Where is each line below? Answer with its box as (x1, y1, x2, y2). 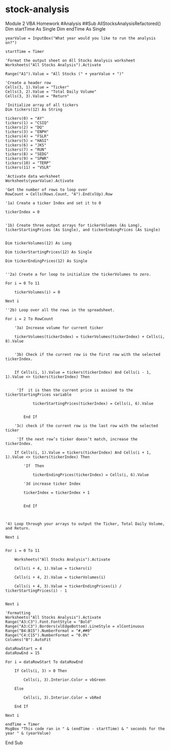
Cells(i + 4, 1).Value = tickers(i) (14, 566, 93, 571)
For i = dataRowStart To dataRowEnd (5, 659, 83, 664)
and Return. (5, 525, 31, 531)
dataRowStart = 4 (5, 646, 42, 651)
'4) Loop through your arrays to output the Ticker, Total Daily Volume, (5, 521, 165, 526)
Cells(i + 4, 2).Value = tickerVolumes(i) (14, 574, 106, 580)
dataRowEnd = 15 (5, 650, 40, 655)
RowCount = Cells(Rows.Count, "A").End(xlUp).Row (5, 191, 113, 197)
